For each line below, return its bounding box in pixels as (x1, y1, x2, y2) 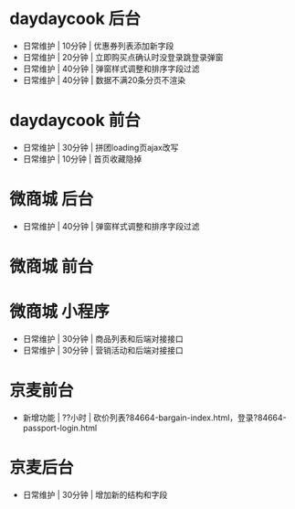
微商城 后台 (9, 189, 94, 210)
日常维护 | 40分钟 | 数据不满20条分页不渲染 (22, 74, 186, 85)
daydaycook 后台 (9, 8, 142, 29)
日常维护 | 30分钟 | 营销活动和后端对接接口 (22, 345, 184, 355)
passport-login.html (22, 422, 98, 433)
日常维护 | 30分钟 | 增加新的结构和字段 (22, 489, 168, 500)
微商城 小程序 (9, 302, 110, 323)
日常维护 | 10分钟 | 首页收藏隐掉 (22, 153, 142, 164)
